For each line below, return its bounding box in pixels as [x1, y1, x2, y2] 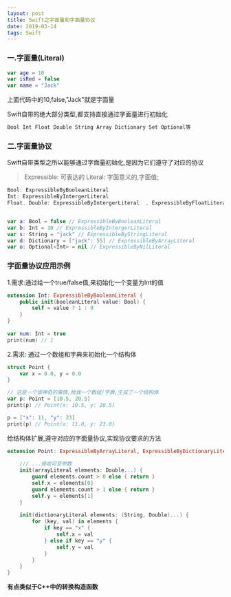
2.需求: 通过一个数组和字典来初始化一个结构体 [7, 350, 137, 358]
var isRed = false [7, 76, 60, 83]
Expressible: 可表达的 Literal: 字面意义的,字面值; [23, 173, 159, 181]
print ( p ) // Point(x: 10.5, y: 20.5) [7, 402, 115, 409]
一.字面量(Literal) [7, 53, 65, 63]
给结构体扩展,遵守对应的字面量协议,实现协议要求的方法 [7, 434, 162, 442]
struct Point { [7, 364, 51, 370]
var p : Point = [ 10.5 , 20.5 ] [7, 395, 91, 403]
